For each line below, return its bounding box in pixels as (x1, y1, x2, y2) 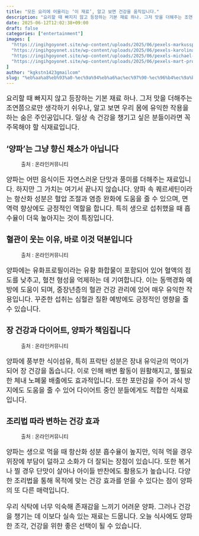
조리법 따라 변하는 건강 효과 (6, 416, 99, 426)
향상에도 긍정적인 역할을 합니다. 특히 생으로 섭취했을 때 (20, 204, 183, 213)
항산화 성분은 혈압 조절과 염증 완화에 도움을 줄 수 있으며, (14, 194, 181, 203)
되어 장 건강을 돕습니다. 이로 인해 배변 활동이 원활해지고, (6, 366, 173, 375)
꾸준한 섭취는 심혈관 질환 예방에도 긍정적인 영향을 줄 (34, 295, 189, 303)
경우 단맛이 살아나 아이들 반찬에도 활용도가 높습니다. (22, 467, 176, 475)
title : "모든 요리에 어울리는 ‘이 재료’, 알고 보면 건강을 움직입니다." (6, 8, 159, 15)
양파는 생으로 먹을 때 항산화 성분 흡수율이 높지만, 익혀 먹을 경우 (6, 448, 192, 456)
